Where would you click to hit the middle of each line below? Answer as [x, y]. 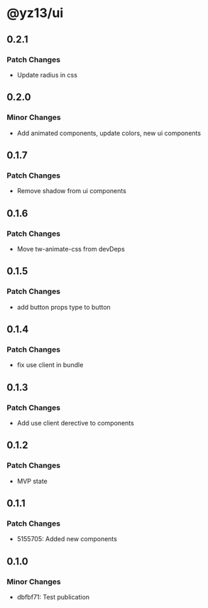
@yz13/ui [35, 13]
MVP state [32, 481]
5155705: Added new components [67, 539]
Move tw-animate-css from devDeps [71, 249]
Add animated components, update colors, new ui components [109, 133]
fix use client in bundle [50, 365]
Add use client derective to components [75, 423]
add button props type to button [64, 307]
